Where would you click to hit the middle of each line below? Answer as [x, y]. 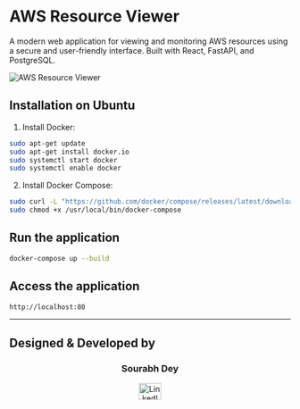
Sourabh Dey [150, 368]
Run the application [65, 238]
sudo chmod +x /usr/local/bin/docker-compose [95, 210]
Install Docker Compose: [67, 186]
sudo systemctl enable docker [66, 168]
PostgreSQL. [33, 60]
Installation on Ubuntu [72, 106]
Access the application [75, 286]
